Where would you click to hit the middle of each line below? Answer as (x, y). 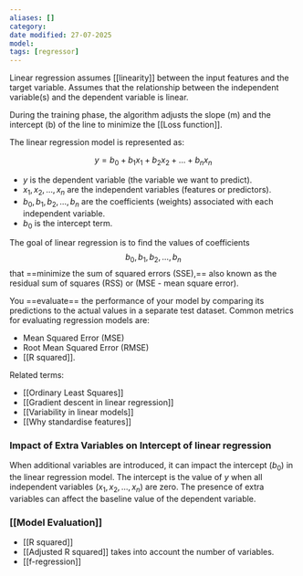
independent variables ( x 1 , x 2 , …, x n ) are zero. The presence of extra (137, 487)
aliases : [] (32, 18)
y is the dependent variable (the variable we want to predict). (137, 180)
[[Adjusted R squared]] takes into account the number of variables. (148, 552)
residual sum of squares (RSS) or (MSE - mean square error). (124, 283)
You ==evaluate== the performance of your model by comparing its (137, 301)
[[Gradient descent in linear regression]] (98, 403)
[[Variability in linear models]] (78, 413)
